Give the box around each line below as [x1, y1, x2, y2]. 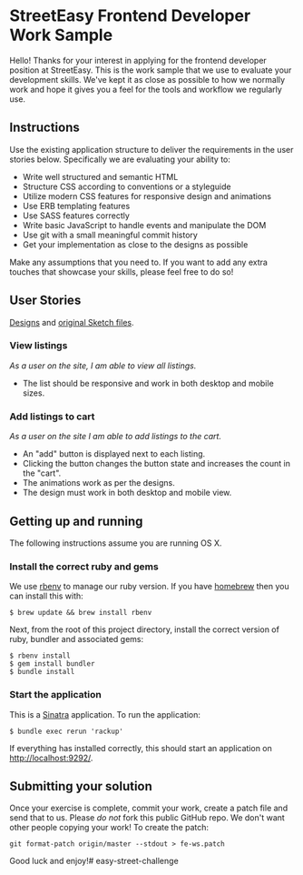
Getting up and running [9, 513, 143, 528]
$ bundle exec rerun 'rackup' [9, 727, 124, 736]
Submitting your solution [9, 779, 152, 794]
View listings [9, 339, 68, 352]
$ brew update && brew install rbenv [9, 608, 152, 618]
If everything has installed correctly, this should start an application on [9, 742, 272, 753]
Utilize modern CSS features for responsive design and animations [22, 190, 272, 201]
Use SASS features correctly [22, 210, 130, 221]
